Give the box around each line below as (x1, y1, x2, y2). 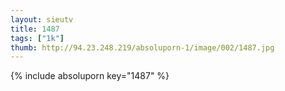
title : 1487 (10, 24, 60, 34)
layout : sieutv (10, 14, 74, 25)
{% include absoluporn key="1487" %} (10, 70, 170, 82)
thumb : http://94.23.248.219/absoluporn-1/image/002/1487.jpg (10, 42, 275, 53)
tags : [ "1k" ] (10, 33, 65, 43)
